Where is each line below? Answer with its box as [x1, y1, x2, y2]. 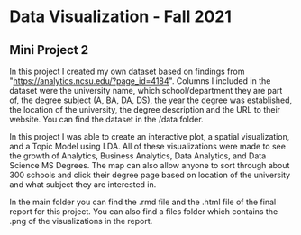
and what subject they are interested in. [9, 179, 157, 190]
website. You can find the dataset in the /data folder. [9, 114, 205, 124]
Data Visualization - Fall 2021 [9, 6, 233, 27]
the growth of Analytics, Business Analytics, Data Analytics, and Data [9, 150, 267, 161]
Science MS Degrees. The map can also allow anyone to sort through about [9, 160, 290, 170]
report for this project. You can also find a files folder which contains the [9, 206, 278, 217]
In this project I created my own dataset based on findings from [9, 66, 245, 77]
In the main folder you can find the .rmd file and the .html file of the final [9, 196, 277, 207]
